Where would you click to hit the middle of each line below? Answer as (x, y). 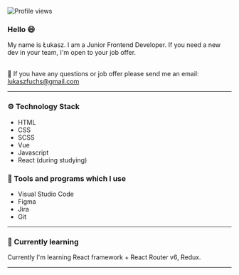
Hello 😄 (21, 29)
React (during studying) (52, 160)
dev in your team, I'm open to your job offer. (72, 53)
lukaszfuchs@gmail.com (43, 81)
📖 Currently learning (43, 242)
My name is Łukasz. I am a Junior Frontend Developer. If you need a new (114, 45)
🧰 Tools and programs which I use (67, 178)
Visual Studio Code (46, 194)
